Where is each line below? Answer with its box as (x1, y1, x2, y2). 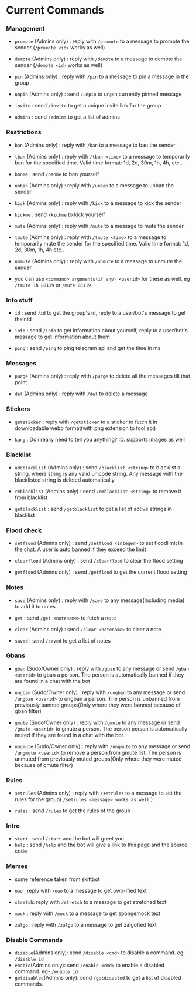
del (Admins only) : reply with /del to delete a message (14, 390, 148, 397)
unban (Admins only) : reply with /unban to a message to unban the (14, 181, 174, 189)
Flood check (6, 526, 42, 534)
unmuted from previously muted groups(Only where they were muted (14, 755, 182, 762)
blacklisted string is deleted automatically (14, 476, 115, 483)
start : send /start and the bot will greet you (14, 835, 125, 842)
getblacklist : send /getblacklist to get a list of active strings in (14, 505, 173, 512)
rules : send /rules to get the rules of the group (14, 807, 130, 814)
